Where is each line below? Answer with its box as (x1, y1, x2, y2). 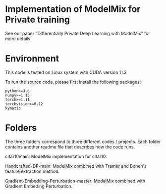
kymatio (5, 105, 21, 111)
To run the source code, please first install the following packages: (5, 79, 141, 85)
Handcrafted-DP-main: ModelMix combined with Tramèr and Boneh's (5, 163, 147, 169)
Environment (5, 53, 59, 64)
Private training (5, 14, 70, 25)
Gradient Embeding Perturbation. (5, 183, 73, 189)
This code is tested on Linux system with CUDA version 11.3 (5, 69, 127, 75)
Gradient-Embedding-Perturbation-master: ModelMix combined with (5, 178, 145, 184)
